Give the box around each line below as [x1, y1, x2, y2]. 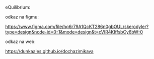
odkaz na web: [5, 38, 36, 44]
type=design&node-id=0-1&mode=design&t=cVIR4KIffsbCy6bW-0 [5, 29, 143, 34]
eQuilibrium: [5, 4, 31, 10]
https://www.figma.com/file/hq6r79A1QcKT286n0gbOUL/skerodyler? [5, 23, 149, 29]
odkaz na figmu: [5, 14, 39, 19]
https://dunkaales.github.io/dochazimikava [5, 48, 94, 54]
